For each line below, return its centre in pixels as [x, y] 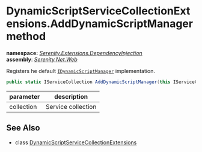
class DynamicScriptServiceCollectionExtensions [76, 142]
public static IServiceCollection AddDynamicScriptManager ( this [88, 82]
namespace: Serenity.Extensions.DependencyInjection [74, 53]
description [71, 96]
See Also [23, 128]
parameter [25, 96]
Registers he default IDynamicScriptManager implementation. [81, 71]
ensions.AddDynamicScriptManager [100, 24]
